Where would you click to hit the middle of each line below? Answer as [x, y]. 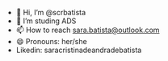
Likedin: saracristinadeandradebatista [79, 50]
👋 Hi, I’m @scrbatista [51, 12]
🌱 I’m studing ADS [46, 21]
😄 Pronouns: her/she [51, 41]
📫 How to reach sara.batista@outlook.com [88, 30]
